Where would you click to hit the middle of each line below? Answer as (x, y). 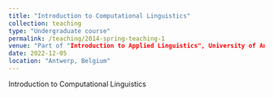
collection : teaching (45, 23)
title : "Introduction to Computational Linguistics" (100, 16)
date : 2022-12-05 (38, 53)
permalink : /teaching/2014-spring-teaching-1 (87, 38)
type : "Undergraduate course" (60, 31)
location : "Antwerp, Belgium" (60, 61)
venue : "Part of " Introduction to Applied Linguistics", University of (132, 46)
